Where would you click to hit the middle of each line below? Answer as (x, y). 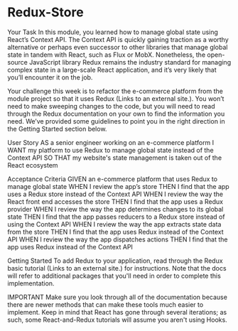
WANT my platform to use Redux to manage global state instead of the (111, 150)
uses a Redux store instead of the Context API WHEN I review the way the (115, 194)
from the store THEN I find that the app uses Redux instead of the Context (115, 232)
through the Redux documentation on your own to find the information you (116, 114)
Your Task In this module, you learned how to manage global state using (113, 32)
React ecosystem (33, 165)
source (18, 62)
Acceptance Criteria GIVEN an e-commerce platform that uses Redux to (113, 179)
